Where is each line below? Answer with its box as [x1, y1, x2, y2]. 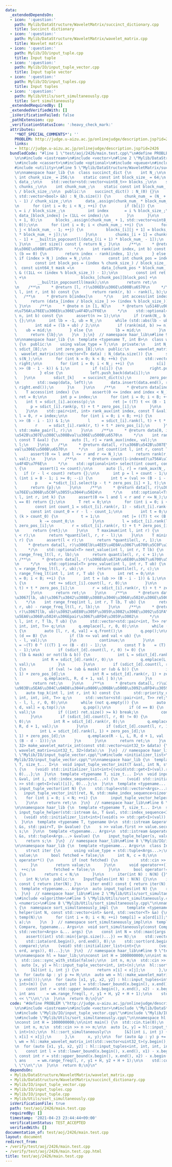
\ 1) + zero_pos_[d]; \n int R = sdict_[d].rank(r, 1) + [14, 671, 161, 676]
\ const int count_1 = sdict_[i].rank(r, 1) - [14, 504, 132, 509]
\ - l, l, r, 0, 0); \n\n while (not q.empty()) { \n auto [14, 700, 166, 705]
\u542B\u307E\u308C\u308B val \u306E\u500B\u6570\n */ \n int [14, 432, 159, 438]
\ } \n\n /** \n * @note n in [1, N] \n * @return [14, 304, 143, 309]
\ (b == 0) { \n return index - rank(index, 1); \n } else [14, 251, 166, 256]
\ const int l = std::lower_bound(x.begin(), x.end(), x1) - [14, 1048, 155, 1053]
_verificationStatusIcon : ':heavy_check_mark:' [10, 122, 114, 127]
